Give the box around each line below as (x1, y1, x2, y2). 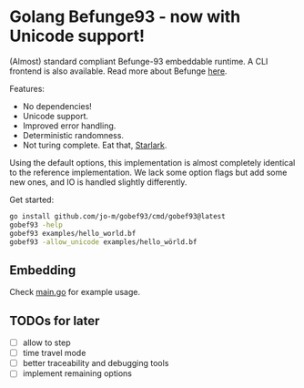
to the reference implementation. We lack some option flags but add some (9, 167, 288, 178)
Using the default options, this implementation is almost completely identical (9, 157, 296, 168)
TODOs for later (9, 312, 100, 329)
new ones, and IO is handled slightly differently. (9, 176, 187, 188)
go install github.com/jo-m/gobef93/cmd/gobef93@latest (9, 211, 226, 220)
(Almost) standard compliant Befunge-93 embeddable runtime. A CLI (9, 56, 269, 66)
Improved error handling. (22, 120, 117, 131)
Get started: (9, 194, 55, 205)
